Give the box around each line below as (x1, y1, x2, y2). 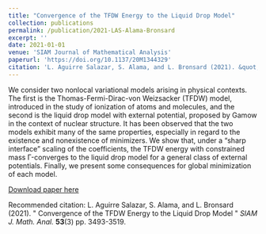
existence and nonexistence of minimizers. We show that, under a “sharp (8, 136, 247, 145)
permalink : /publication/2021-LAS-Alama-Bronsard (8, 26, 176, 34)
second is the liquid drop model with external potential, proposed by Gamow (8, 110, 257, 120)
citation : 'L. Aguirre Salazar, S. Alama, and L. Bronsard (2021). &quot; (8, 63, 260, 71)
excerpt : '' (8, 33, 47, 42)
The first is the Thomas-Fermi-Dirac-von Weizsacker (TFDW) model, (8, 93, 232, 103)
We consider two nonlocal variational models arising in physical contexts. (8, 85, 248, 94)
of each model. (8, 169, 58, 178)
